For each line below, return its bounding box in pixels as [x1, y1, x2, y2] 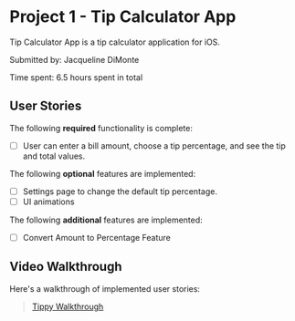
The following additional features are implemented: [9, 214, 203, 225]
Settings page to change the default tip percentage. [22, 185, 217, 197]
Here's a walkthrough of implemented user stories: [9, 283, 201, 294]
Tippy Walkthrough [31, 301, 104, 312]
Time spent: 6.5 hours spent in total [9, 71, 143, 83]
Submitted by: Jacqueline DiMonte [9, 54, 140, 65]
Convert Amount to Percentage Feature [22, 232, 172, 243]
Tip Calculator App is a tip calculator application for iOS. [9, 36, 221, 47]
